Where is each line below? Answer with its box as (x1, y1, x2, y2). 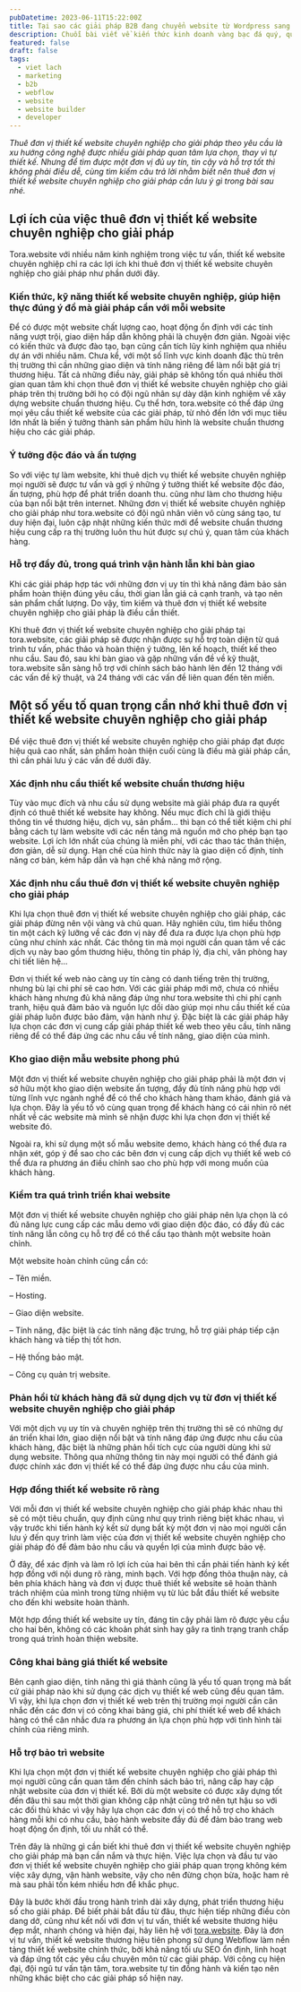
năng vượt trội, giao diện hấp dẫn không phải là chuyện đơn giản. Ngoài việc (9, 331, 291, 342)
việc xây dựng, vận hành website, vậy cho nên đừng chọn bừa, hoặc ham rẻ (9, 1869, 289, 1881)
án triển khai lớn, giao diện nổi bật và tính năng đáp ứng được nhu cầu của (9, 1432, 284, 1443)
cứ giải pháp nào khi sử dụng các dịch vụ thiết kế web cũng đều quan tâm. (9, 1686, 285, 1696)
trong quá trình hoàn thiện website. (9, 1634, 139, 1644)
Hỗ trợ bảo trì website (9, 1746, 106, 1758)
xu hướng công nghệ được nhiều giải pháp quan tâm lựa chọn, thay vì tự (9, 147, 278, 158)
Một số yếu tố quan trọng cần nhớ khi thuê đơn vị (9, 698, 288, 713)
